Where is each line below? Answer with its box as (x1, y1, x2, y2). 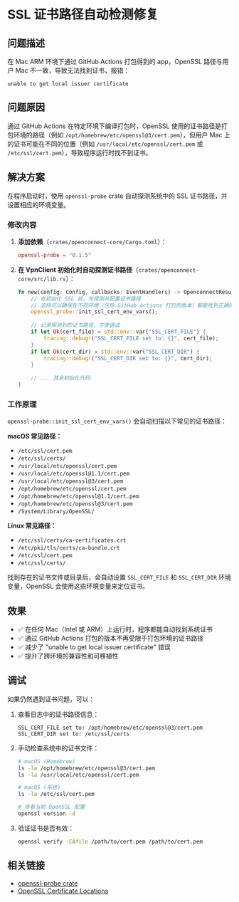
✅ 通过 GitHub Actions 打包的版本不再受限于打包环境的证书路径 (17, 634, 204, 643)
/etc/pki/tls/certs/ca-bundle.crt (17, 545, 120, 552)
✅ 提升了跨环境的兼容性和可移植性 (17, 652, 119, 661)
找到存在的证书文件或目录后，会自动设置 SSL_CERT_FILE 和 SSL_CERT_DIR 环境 (7, 573, 231, 582)
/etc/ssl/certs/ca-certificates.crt (17, 537, 127, 545)
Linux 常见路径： (7, 521, 57, 530)
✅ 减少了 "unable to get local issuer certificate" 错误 (17, 643, 171, 651)
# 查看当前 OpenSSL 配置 (17, 804, 85, 811)
